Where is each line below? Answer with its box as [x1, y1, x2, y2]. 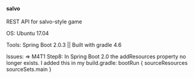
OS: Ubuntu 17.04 [6, 30, 49, 37]
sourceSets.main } [6, 66, 52, 73]
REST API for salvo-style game [6, 18, 82, 25]
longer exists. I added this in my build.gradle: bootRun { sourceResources [6, 59, 188, 67]
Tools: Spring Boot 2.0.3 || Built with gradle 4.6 [6, 41, 122, 49]
